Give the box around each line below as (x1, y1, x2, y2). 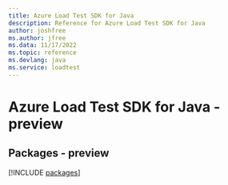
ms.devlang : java (8, 57, 66, 65)
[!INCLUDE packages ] (8, 167, 81, 177)
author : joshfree (8, 26, 66, 34)
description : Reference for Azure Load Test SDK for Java (8, 19, 206, 27)
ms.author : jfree (8, 33, 66, 42)
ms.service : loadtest (8, 64, 81, 72)
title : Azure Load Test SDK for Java (8, 11, 134, 20)
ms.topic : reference (8, 49, 78, 57)
